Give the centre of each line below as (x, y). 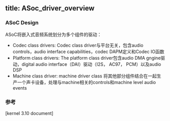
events (20, 88)
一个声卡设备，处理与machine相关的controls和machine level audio (87, 82)
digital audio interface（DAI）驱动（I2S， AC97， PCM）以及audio (91, 64)
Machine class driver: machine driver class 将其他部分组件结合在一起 (85, 76)
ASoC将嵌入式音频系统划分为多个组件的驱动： (54, 34)
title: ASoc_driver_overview (50, 8)
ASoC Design (22, 23)
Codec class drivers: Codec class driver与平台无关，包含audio (78, 45)
